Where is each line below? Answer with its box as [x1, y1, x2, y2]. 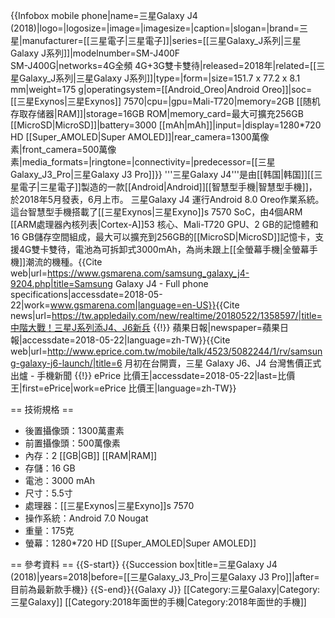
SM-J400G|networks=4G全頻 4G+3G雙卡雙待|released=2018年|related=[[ [10, 60, 317, 71]
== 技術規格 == [10, 404, 74, 415]
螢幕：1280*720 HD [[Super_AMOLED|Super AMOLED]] [24, 537, 257, 549]
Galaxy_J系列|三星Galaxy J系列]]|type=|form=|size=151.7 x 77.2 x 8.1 [18, 72, 301, 84]
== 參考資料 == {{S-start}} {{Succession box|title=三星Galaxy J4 [10, 559, 278, 570]
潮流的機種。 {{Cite [25, 256, 103, 268]
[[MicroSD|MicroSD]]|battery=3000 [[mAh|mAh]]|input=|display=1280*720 [10, 119, 322, 131]
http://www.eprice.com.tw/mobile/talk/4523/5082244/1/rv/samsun [47, 345, 323, 357]
